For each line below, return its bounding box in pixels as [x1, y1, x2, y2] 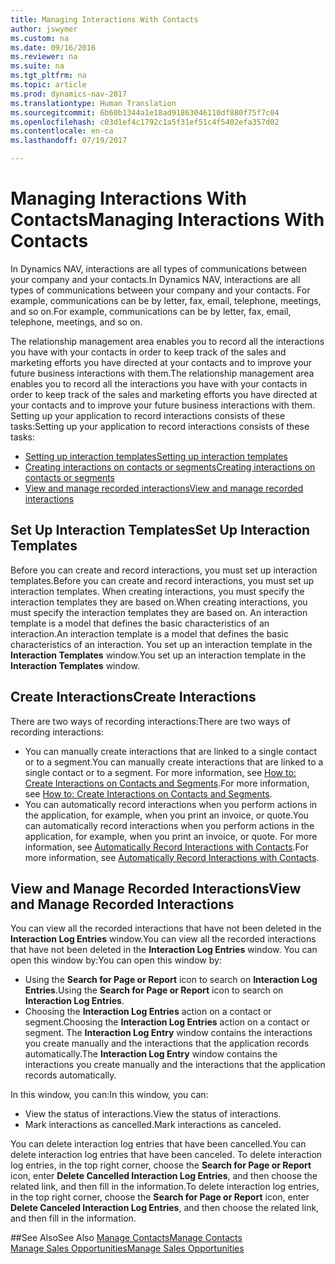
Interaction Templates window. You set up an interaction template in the [10, 649, 307, 661]
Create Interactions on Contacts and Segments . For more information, [24, 777, 310, 789]
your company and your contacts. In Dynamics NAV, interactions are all [10, 273, 301, 285]
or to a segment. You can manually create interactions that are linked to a [24, 756, 324, 768]
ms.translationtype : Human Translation [10, 98, 177, 108]
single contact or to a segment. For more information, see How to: [24, 766, 297, 778]
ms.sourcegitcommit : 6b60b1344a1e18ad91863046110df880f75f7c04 [10, 107, 280, 118]
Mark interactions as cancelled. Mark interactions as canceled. [24, 1119, 282, 1131]
